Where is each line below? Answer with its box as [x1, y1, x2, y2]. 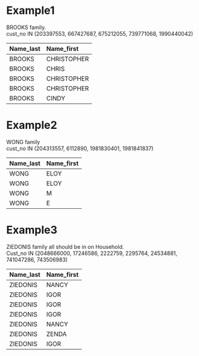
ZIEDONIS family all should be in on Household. [6, 243, 124, 250]
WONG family [6, 138, 40, 145]
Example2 [6, 119, 57, 132]
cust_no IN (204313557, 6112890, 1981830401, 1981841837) [6, 145, 154, 152]
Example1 [6, 4, 55, 18]
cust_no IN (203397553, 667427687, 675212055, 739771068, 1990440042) [6, 30, 194, 37]
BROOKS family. [6, 24, 46, 31]
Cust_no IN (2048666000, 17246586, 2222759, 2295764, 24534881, [6, 249, 178, 257]
